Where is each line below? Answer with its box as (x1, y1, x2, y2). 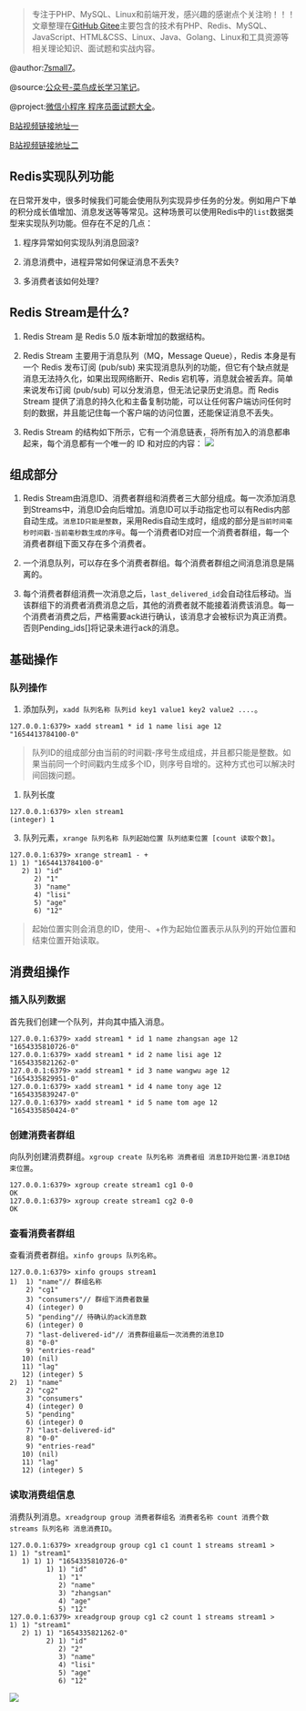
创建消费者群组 (9, 1128, 76, 1141)
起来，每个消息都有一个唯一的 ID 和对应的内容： (22, 437, 203, 449)
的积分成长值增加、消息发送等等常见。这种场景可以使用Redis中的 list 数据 (9, 206, 286, 217)
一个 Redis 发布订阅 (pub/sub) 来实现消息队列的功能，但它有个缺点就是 (22, 362, 290, 372)
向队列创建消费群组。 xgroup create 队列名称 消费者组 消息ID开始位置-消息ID (9, 1151, 284, 1162)
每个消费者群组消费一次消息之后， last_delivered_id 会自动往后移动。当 (22, 588, 292, 599)
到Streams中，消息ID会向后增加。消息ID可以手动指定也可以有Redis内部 (22, 504, 291, 515)
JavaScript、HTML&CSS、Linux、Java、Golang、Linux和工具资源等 (31, 32, 290, 42)
